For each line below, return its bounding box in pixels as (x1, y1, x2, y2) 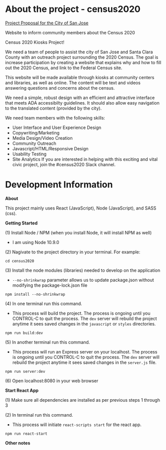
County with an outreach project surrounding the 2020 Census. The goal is (5, 54, 159, 60)
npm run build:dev (5, 330, 43, 336)
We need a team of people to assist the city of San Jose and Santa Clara (5, 49, 153, 55)
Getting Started (5, 220, 38, 226)
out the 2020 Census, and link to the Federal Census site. (5, 65, 122, 71)
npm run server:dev (5, 369, 46, 374)
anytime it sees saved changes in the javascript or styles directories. (12, 321, 156, 327)
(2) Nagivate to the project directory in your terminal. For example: (5, 249, 140, 255)
